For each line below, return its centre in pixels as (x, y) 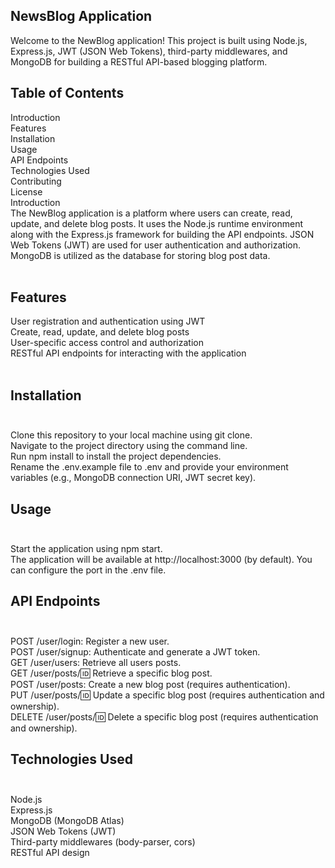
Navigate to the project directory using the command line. (129, 446)
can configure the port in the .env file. (88, 570)
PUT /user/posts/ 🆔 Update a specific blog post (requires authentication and (167, 695)
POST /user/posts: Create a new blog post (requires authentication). (150, 684)
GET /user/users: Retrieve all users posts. (96, 662)
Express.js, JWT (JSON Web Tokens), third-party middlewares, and (149, 51)
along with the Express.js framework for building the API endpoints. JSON (162, 234)
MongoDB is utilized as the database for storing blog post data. (140, 255)
